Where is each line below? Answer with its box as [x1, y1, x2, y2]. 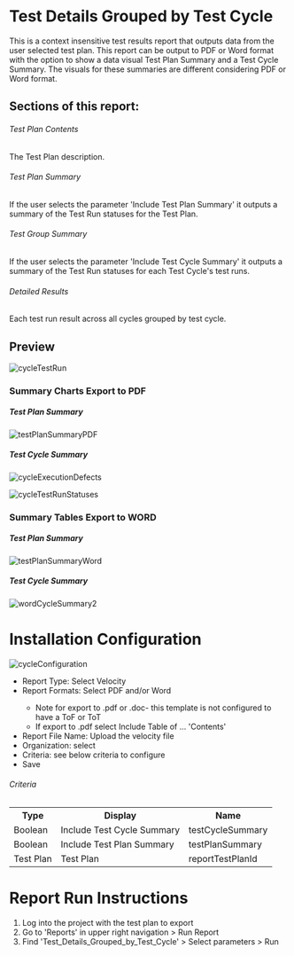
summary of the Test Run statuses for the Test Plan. [9, 208, 198, 219]
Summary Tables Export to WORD [9, 511, 157, 523]
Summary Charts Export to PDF [9, 384, 146, 396]
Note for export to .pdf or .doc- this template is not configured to [35, 702, 272, 713]
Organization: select [21, 740, 96, 750]
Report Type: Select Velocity [21, 676, 127, 686]
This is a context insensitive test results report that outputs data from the [9, 35, 275, 46]
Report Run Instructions [9, 889, 189, 908]
